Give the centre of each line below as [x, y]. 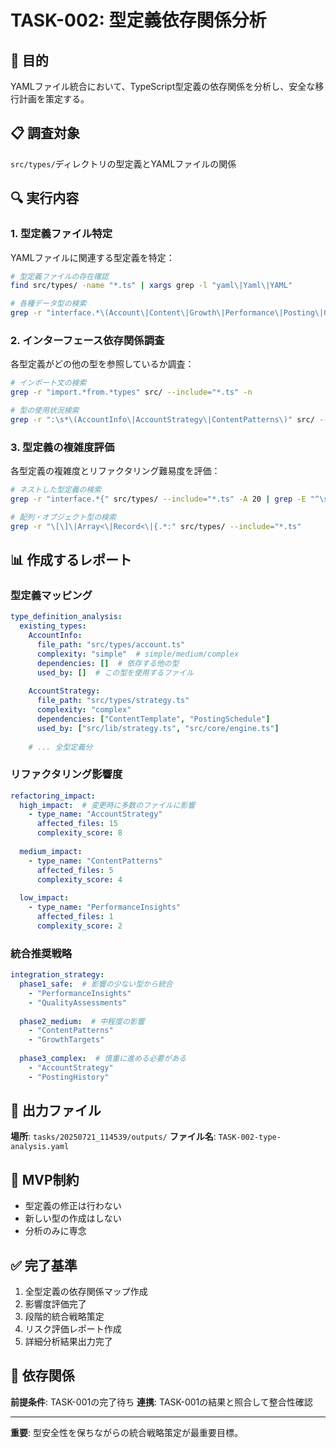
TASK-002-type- [250, 1137]
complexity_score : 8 [79, 833]
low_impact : [44, 898]
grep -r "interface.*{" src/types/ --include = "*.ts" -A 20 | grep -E [158, 499]
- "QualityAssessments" [78, 1002]
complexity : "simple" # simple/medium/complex [138, 654]
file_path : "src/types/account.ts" [111, 644]
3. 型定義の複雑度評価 [62, 447]
